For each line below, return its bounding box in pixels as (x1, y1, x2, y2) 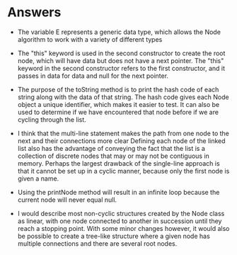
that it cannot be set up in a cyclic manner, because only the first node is (17, 166, 230, 175)
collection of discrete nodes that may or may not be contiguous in (17, 152, 210, 160)
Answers (7, 4, 62, 21)
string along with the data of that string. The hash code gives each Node (17, 93, 229, 101)
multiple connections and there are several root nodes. (17, 239, 178, 248)
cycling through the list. (17, 115, 86, 124)
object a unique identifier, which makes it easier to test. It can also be (17, 100, 220, 108)
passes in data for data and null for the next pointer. (17, 72, 168, 80)
